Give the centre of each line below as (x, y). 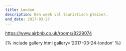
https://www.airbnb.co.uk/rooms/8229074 (49, 33)
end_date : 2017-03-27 (28, 19)
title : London (20, 10)
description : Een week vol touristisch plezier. (57, 14)
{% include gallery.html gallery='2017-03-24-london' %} (63, 43)
